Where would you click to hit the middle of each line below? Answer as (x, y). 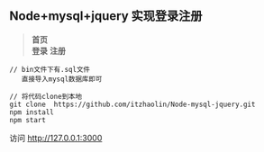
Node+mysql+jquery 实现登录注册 (106, 16)
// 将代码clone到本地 (46, 96)
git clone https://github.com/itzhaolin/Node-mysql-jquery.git (132, 104)
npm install (32, 112)
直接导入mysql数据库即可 (62, 79)
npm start (28, 120)
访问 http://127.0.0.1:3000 (56, 138)
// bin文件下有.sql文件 (50, 69)
